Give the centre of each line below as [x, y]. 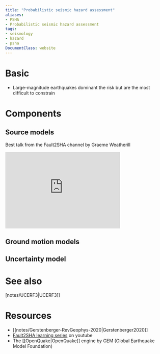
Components [33, 113]
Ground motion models [43, 241]
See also [24, 281]
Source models [30, 133]
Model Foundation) [32, 346]
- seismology [19, 34]
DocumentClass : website [31, 48]
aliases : [15, 15]
